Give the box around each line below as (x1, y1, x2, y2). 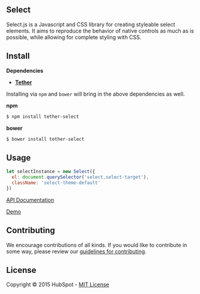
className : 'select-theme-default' (11, 180, 101, 186)
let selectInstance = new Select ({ (6, 168, 95, 175)
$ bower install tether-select (6, 136, 85, 142)
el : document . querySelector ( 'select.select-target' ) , (11, 174, 149, 180)
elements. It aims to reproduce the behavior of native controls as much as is (6, 27, 194, 34)
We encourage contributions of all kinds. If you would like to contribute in (6, 241, 187, 248)
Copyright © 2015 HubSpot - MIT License (6, 281, 109, 288)
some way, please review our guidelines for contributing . (6, 248, 147, 255)
